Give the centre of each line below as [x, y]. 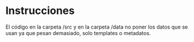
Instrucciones [40, 11]
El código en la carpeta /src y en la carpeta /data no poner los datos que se [97, 27]
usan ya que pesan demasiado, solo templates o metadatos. [78, 33]
